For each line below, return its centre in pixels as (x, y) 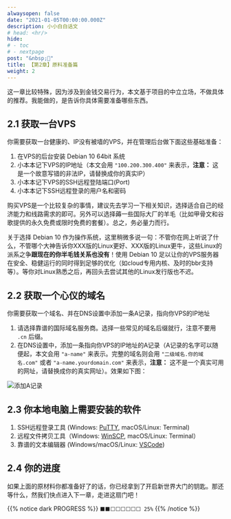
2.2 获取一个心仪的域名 (56, 296)
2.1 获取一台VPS (42, 124)
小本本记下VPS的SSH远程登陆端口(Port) (74, 182)
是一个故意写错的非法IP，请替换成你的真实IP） (83, 173)
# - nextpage (26, 52)
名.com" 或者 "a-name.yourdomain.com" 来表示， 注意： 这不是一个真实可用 (120, 363)
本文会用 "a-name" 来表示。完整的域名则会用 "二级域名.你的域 (120, 354)
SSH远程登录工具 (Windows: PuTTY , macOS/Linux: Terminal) (103, 427)
